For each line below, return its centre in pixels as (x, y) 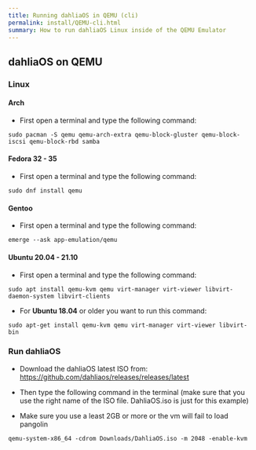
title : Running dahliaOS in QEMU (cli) (73, 15)
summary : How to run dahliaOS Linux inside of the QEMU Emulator (117, 30)
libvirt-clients (84, 296)
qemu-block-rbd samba (64, 141)
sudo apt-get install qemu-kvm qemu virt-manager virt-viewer (112, 325)
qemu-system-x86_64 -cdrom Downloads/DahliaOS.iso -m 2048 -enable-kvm (128, 438)
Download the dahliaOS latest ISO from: (84, 368)
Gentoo (20, 208)
